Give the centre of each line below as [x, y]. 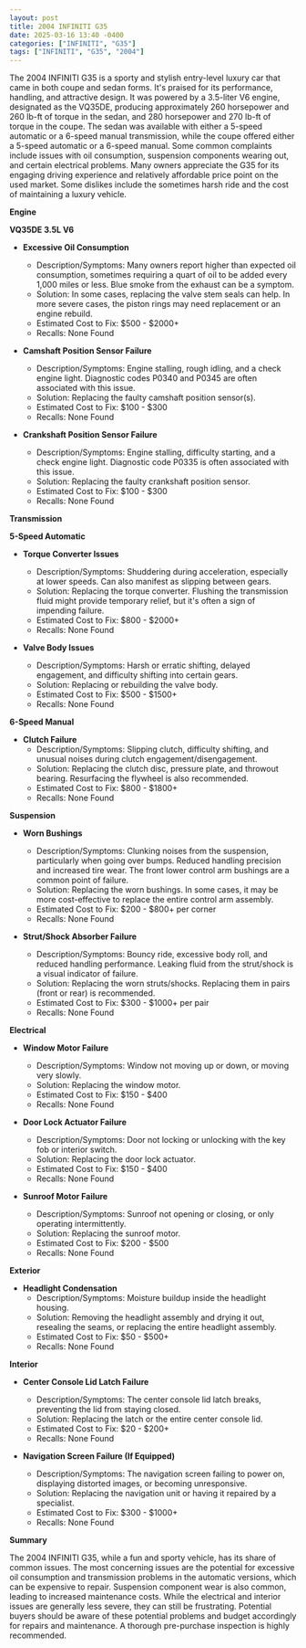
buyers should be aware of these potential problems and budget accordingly [153, 1616]
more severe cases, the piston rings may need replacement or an [158, 304]
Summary [28, 1540]
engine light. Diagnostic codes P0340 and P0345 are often [147, 378]
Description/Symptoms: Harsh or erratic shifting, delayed [143, 666]
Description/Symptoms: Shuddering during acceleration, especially [162, 572]
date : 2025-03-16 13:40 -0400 [67, 35]
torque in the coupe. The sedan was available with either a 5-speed [136, 127]
